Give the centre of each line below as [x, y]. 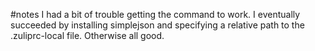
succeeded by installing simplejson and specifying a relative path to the [157, 25]
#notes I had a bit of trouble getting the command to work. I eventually [155, 14]
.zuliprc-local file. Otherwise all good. [87, 35]
